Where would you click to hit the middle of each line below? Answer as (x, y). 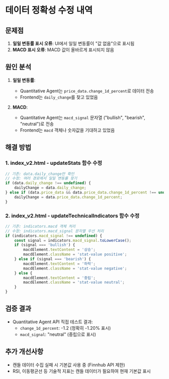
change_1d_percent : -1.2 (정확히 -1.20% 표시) (65, 328)
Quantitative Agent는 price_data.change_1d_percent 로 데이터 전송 (87, 90)
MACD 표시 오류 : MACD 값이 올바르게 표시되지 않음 (63, 50)
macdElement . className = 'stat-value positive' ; (75, 254)
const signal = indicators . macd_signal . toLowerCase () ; (73, 240)
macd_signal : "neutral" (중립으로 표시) (58, 334)
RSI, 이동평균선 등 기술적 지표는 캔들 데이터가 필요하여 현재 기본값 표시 (81, 371)
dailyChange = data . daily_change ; (50, 188)
